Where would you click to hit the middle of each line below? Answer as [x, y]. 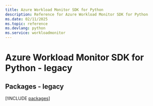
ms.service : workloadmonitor [35, 33]
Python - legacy [39, 68]
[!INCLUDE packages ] [28, 98]
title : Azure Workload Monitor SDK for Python [54, 10]
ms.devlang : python [25, 28]
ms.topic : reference [27, 24]
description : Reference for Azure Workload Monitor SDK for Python [77, 14]
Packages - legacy [34, 86]
